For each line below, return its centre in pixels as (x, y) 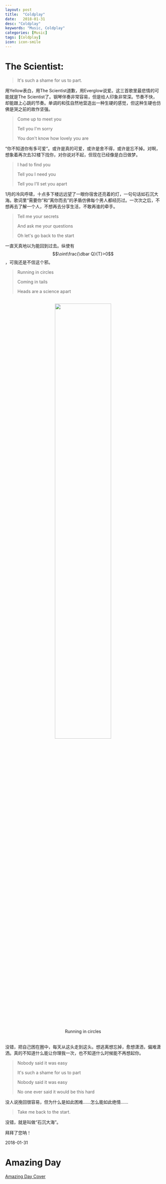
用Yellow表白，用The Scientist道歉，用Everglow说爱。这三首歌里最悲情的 (80, 90)
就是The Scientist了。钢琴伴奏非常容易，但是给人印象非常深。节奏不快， (83, 97)
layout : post (19, 10)
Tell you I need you (36, 174)
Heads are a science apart (44, 291)
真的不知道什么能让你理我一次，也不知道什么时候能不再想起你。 (79, 1053)
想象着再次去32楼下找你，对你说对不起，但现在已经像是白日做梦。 (73, 155)
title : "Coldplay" (25, 14)
